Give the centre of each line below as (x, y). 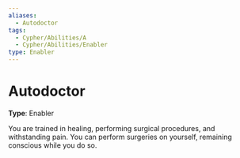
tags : (17, 30)
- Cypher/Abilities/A (51, 38)
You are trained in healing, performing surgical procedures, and (112, 128)
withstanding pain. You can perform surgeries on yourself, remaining (120, 137)
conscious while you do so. (53, 145)
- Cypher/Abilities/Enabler (62, 45)
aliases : (23, 15)
